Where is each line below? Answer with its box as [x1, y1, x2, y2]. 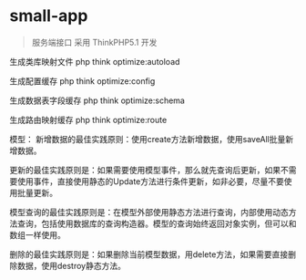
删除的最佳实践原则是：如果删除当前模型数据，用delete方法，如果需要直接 [9, 248, 289, 260]
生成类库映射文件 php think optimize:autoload [9, 56, 180, 67]
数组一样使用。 [9, 229, 66, 240]
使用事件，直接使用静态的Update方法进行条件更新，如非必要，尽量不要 [16, 175, 285, 187]
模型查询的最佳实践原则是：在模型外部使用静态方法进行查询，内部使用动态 [9, 206, 289, 217]
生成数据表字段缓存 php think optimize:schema [9, 95, 185, 106]
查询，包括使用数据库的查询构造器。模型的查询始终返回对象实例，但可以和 [16, 218, 297, 229]
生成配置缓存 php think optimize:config [9, 75, 156, 87]
